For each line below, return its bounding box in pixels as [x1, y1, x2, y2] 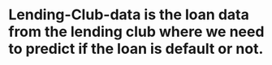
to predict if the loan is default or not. [8, 40, 264, 58]
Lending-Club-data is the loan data [8, 6, 249, 24]
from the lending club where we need [8, 22, 265, 41]
